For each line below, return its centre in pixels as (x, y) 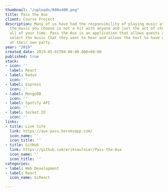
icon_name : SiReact (30, 178)
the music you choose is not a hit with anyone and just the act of (82, 29)
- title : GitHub (22, 145)
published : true (22, 56)
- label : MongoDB (23, 94)
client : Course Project (30, 19)
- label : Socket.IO (25, 113)
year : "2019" (19, 47)
